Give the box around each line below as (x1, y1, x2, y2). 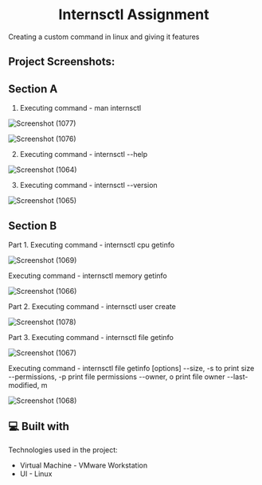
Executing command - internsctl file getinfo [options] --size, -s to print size (8, 363, 255, 373)
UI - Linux (19, 468, 53, 479)
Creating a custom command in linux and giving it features (8, 32, 200, 41)
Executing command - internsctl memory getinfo (8, 271, 167, 280)
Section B (8, 219, 57, 233)
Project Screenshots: (8, 55, 115, 68)
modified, (8, 380, 40, 389)
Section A (8, 82, 58, 96)
